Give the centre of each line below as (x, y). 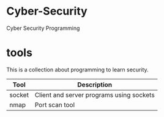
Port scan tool (55, 105)
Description (95, 85)
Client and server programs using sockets (95, 94)
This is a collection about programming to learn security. (77, 69)
